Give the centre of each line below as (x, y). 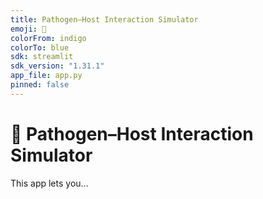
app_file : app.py (46, 76)
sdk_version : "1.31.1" (57, 66)
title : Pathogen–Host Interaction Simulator (104, 19)
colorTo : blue (40, 47)
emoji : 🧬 (28, 29)
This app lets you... (49, 183)
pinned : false (40, 85)
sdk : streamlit (42, 57)
